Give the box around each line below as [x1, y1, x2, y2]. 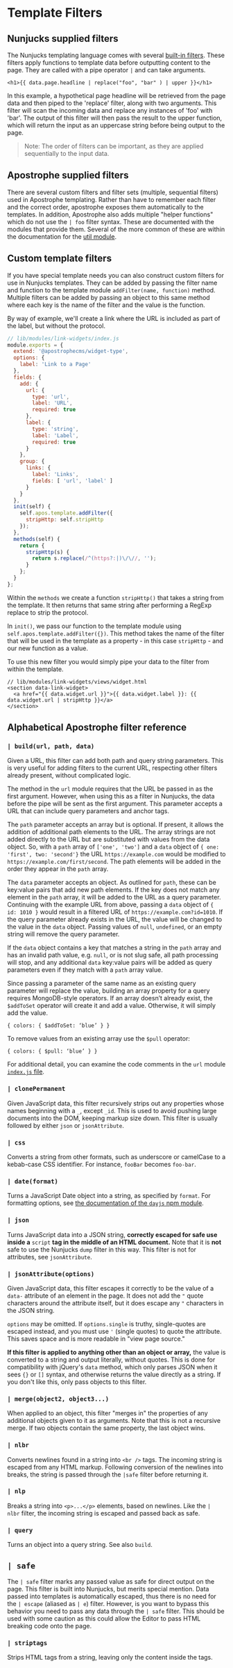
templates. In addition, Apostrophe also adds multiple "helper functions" [7, 210, 214, 219]
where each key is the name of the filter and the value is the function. [7, 301, 206, 309]
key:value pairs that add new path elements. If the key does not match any [7, 886, 220, 894]
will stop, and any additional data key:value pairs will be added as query [7, 959, 213, 967]
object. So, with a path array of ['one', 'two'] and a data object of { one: [7, 842, 220, 851]
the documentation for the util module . [7, 232, 117, 241]
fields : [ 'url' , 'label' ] [32, 477, 113, 485]
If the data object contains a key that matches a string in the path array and [7, 943, 222, 952]
